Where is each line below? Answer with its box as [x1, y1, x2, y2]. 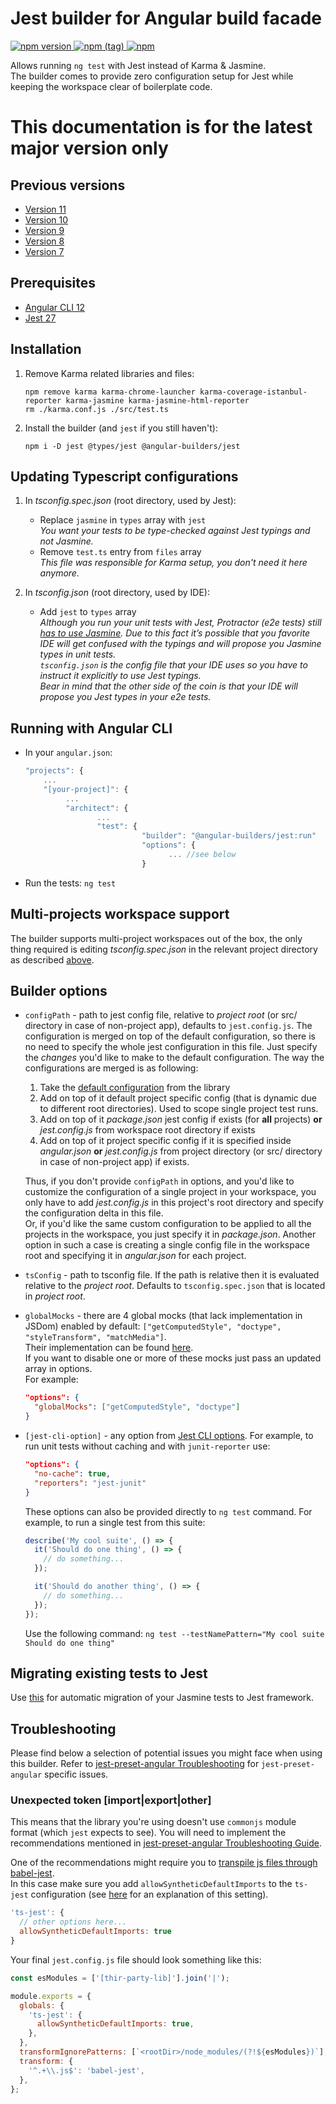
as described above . [10, 953, 95, 966]
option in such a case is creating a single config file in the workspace [24, 1239, 310, 1251]
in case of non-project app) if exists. [39, 1156, 190, 1168]
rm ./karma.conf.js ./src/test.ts [24, 404, 169, 414]
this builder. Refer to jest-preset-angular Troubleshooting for [10, 1758, 260, 1770]
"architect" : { [65, 803, 129, 813]
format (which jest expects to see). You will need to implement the [10, 1827, 287, 1839]
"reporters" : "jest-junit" [34, 1478, 147, 1488]
